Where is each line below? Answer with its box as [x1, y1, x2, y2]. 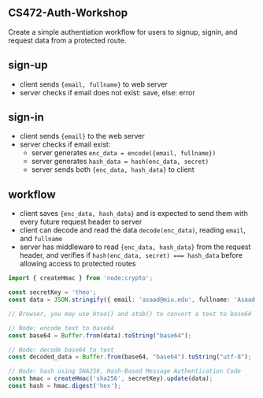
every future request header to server [19, 217, 143, 227]
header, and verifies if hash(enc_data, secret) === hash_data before [19, 251, 243, 260]
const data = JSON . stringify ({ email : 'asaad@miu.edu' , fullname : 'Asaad [8, 296, 256, 303]
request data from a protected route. [8, 35, 127, 45]
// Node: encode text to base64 [8, 324, 114, 332]
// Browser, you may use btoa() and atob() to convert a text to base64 [8, 310, 252, 318]
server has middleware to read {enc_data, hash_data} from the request [19, 242, 251, 251]
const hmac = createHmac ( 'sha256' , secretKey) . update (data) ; [8, 374, 213, 383]
